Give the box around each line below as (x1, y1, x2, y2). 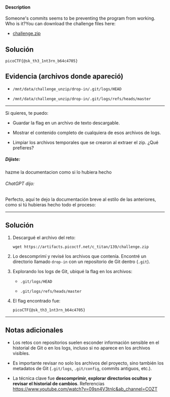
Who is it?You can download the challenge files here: (5, 21, 116, 27)
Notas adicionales (5, 326, 63, 335)
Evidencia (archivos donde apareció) (5, 72, 124, 81)
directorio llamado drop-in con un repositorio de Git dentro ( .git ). (12, 258, 150, 264)
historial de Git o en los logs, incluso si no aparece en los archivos (12, 344, 150, 351)
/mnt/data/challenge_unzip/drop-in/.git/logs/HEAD (12, 86, 122, 92)
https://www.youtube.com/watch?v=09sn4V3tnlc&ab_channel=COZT (12, 386, 158, 392)
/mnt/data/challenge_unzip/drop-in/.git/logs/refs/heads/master (12, 96, 151, 101)
